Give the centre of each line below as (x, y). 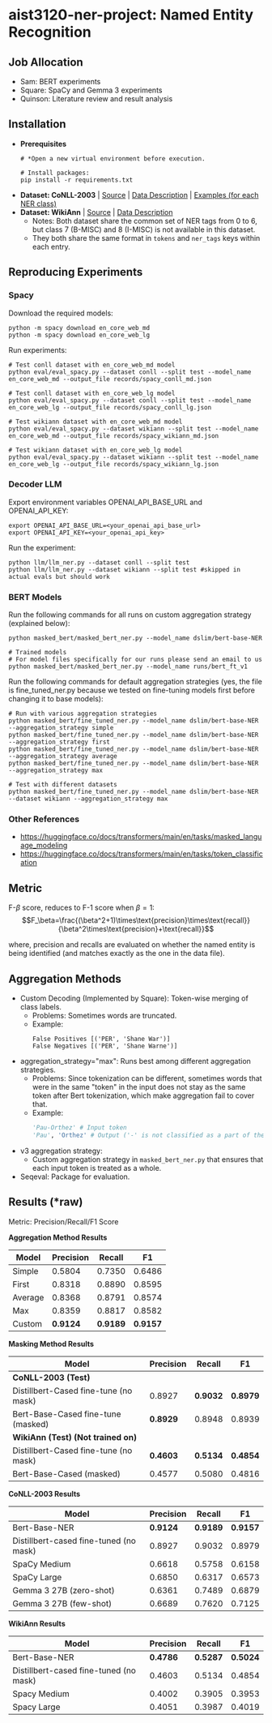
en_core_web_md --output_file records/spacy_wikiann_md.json (114, 435)
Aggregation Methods (65, 979)
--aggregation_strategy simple (61, 728)
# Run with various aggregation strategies (83, 714)
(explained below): (39, 624)
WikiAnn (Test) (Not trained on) (75, 1437)
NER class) (38, 204)
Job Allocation (46, 62)
